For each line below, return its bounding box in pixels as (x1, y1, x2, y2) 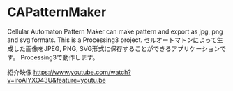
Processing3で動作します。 (20, 53, 99, 62)
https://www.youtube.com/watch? (33, 68, 131, 76)
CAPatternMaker (7, 4, 107, 20)
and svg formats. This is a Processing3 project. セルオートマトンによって (7, 36, 218, 44)
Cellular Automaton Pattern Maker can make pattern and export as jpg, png (7, 27, 223, 36)
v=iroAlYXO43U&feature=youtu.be (7, 76, 106, 84)
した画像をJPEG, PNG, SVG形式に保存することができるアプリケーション (13, 44, 220, 52)
